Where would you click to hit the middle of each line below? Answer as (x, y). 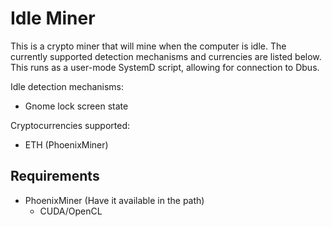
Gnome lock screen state (76, 106)
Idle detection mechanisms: (67, 86)
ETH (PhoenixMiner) (66, 144)
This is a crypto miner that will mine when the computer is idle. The (148, 46)
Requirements (55, 176)
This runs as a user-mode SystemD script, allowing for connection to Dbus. (165, 67)
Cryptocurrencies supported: (70, 125)
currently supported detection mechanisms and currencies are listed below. (166, 56)
